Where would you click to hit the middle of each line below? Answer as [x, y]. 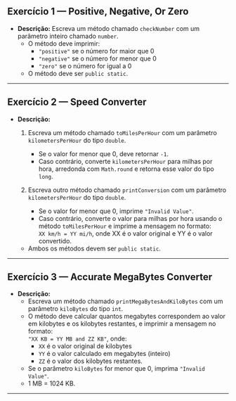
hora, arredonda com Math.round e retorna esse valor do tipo [126, 169]
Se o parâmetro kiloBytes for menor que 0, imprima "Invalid [116, 369]
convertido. [55, 241]
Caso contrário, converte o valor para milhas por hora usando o [130, 218]
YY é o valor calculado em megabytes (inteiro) [104, 354]
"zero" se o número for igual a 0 [85, 65]
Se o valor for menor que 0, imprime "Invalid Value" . [116, 211]
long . [46, 176]
